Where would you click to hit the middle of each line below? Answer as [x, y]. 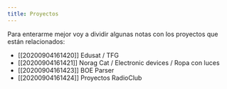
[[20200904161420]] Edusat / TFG [68, 55]
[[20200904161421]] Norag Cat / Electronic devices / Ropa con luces [118, 63]
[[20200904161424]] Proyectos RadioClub [80, 78]
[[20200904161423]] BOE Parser [66, 70]
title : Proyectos [33, 14]
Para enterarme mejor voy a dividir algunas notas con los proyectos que [113, 34]
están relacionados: [36, 41]
